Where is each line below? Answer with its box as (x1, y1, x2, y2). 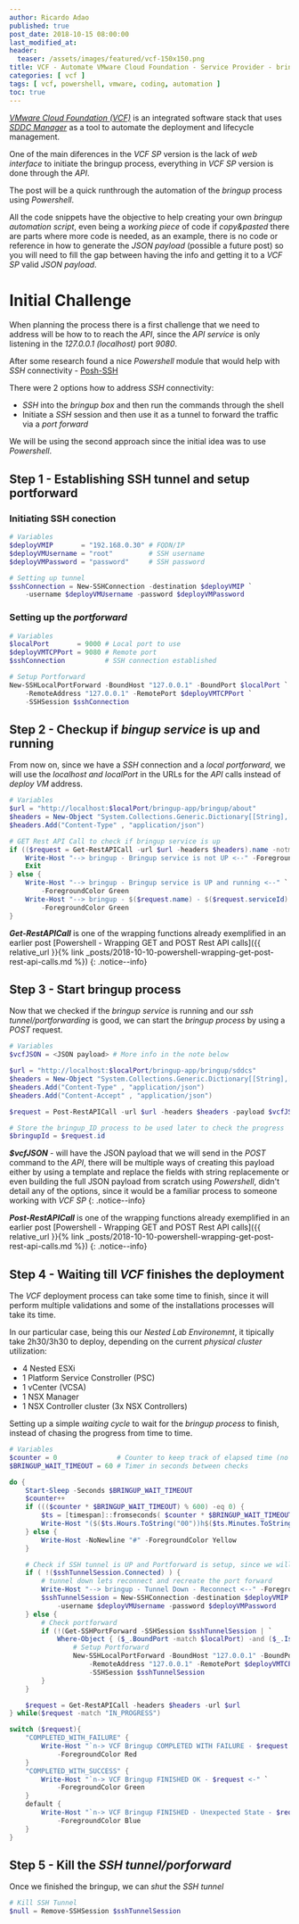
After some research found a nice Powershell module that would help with (9, 356, 280, 367)
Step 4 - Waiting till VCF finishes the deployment (9, 1266, 285, 1281)
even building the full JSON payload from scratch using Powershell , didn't (9, 1176, 280, 1187)
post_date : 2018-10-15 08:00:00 (9, 29, 129, 38)
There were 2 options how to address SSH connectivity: (9, 383, 214, 394)
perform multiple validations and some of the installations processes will (9, 1300, 274, 1311)
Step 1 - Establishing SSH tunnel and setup (9, 471, 250, 486)
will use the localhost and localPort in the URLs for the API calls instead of (9, 769, 281, 780)
